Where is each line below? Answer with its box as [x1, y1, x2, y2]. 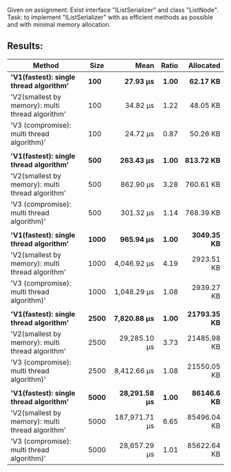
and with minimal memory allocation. [7, 21, 111, 28]
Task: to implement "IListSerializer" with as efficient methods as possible [7, 13, 213, 21]
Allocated [188, 60, 221, 70]
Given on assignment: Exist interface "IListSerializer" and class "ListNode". [7, 6, 219, 14]
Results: [7, 41, 43, 52]
